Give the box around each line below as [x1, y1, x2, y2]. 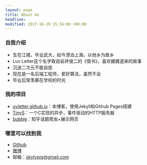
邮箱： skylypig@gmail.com [12, 154, 69, 160]
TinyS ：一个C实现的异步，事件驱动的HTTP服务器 [12, 109, 115, 115]
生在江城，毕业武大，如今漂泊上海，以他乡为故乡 [12, 52, 114, 58]
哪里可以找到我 [5, 130, 42, 137]
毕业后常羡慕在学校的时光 [12, 77, 66, 83]
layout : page [5, 7, 33, 13]
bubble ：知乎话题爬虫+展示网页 [12, 116, 79, 122]
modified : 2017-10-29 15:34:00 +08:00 [5, 21, 87, 27]
